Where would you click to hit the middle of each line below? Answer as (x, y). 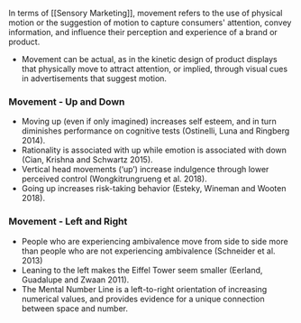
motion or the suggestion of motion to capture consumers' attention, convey (150, 23)
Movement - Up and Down (67, 101)
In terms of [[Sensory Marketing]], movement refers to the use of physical (146, 13)
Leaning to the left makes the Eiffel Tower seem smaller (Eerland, (142, 270)
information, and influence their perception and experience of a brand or (143, 32)
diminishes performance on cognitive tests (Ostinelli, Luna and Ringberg (155, 131)
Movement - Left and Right (68, 222)
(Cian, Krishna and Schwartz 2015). (87, 160)
